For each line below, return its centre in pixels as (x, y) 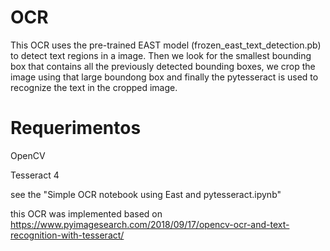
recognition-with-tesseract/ (67, 235)
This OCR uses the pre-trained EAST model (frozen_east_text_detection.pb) (166, 45)
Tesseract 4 (35, 175)
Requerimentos (76, 128)
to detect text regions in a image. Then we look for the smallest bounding (161, 55)
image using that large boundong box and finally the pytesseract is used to (164, 77)
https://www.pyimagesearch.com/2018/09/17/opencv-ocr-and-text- (150, 224)
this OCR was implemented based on (86, 213)
